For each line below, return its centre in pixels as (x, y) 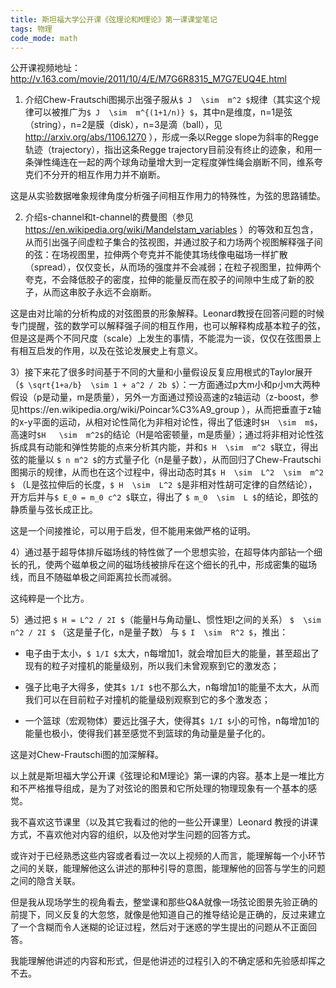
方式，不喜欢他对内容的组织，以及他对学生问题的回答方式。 (133, 835)
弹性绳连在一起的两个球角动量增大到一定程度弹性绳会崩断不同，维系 (174, 162)
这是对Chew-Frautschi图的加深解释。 (87, 755)
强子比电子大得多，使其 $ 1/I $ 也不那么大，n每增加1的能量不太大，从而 (172, 687)
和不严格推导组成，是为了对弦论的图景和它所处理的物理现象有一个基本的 (159, 788)
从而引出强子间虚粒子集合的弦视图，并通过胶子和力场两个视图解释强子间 (173, 242)
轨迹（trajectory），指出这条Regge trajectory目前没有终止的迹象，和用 (168, 150)
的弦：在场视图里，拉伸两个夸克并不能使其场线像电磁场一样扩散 (156, 255)
